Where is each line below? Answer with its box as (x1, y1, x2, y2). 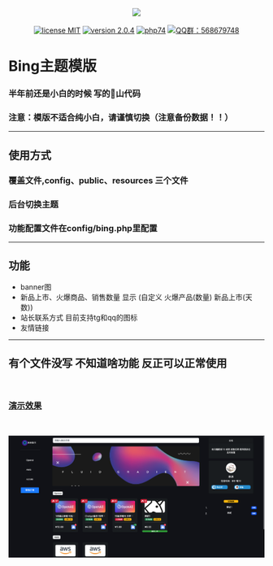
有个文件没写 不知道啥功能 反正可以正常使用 (8, 356, 227, 370)
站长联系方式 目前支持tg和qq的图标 (19, 312, 138, 322)
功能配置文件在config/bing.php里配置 (8, 222, 158, 233)
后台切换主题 (8, 198, 59, 210)
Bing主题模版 (8, 57, 97, 76)
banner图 (19, 281, 52, 292)
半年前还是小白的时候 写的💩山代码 (8, 88, 141, 99)
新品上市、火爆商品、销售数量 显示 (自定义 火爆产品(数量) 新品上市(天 (19, 292, 253, 302)
